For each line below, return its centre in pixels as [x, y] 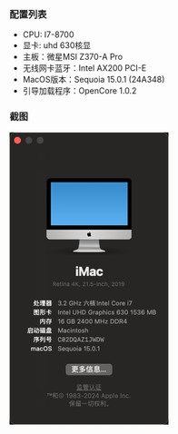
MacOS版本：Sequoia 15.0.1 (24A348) [94, 80]
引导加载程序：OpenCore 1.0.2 [79, 91]
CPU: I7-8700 [48, 35]
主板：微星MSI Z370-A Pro [73, 57]
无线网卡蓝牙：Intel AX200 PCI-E [84, 68]
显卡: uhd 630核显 [56, 45]
